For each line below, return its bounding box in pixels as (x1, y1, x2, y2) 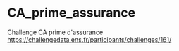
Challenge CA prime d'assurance (7, 28, 104, 36)
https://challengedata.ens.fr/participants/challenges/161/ (7, 35, 172, 43)
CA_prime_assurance (7, 5, 136, 21)
